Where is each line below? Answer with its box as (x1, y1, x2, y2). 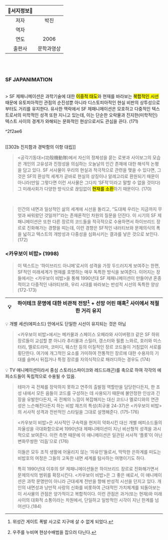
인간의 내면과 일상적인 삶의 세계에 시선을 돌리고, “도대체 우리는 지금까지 (17, 206, 157, 212)
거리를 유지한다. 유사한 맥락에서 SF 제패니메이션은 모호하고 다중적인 (18, 106, 151, 112)
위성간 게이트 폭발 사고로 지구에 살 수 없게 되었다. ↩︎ (12, 518, 113, 524)
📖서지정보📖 (7, 7, 33, 14)
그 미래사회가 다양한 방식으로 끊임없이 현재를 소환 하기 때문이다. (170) (17, 186, 152, 192)
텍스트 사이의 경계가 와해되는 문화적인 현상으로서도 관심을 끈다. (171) (5, 118, 138, 124)
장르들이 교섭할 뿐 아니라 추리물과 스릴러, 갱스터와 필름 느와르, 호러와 (17, 337, 152, 343)
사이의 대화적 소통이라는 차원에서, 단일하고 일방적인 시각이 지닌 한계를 (17, 497, 154, 503)
